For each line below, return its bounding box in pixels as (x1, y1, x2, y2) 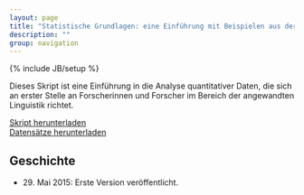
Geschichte (9, 153, 76, 168)
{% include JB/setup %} (9, 63, 100, 74)
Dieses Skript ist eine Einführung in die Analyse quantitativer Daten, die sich (9, 80, 292, 91)
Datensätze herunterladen (9, 127, 107, 138)
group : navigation (9, 38, 79, 48)
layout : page (9, 13, 59, 23)
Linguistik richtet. (9, 100, 74, 111)
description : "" (9, 30, 71, 39)
